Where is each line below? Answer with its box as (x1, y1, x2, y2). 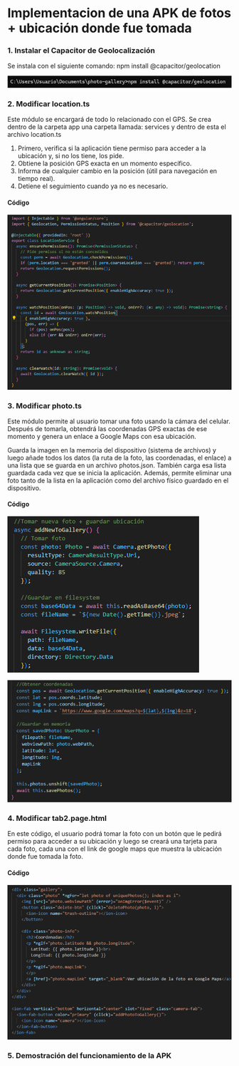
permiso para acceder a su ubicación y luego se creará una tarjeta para (7, 837, 218, 846)
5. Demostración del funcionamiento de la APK (7, 1050, 172, 1060)
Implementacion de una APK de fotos (7, 5, 231, 21)
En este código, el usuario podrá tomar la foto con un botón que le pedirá (7, 829, 222, 838)
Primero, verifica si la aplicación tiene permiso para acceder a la (17, 144, 206, 152)
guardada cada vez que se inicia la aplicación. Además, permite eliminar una (7, 468, 232, 477)
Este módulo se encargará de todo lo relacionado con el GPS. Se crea (7, 115, 212, 124)
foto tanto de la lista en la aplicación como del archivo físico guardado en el (7, 476, 229, 485)
